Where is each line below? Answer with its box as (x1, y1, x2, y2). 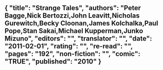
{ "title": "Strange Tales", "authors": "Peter (4, 4, 141, 12)
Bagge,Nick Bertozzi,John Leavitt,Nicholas (4, 12, 140, 20)
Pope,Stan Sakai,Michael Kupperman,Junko (4, 27, 143, 35)
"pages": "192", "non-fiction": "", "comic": (4, 50, 141, 58)
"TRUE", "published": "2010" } (4, 57, 101, 66)
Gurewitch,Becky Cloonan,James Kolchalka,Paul (4, 19, 159, 27)
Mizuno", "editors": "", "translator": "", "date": (4, 34, 152, 43)
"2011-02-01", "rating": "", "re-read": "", (4, 42, 133, 50)
